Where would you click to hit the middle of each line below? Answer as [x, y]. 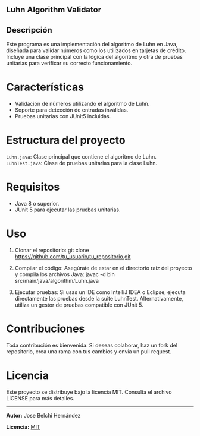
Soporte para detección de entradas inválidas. [71, 110]
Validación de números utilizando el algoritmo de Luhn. [82, 104]
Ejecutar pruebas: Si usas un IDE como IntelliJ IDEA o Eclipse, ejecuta [100, 292]
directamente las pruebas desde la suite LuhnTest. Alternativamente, [99, 298]
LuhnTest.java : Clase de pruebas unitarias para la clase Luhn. [82, 163]
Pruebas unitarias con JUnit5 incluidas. [63, 116]
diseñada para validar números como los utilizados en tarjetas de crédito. [96, 50]
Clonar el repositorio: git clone [52, 250]
